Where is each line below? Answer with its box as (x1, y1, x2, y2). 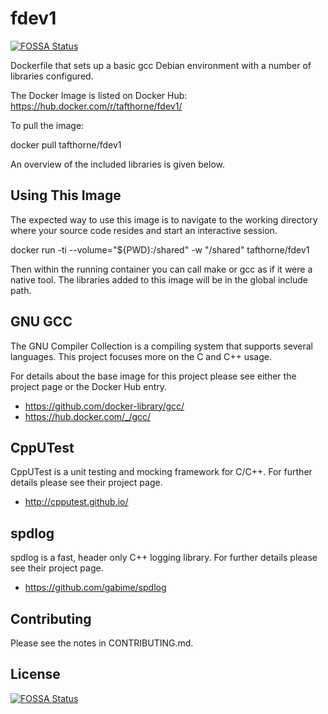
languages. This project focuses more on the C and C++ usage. (10, 350, 272, 362)
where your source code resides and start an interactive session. (10, 224, 278, 236)
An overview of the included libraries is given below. (10, 158, 225, 170)
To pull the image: (10, 119, 85, 131)
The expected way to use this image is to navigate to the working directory (10, 213, 318, 226)
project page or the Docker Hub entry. (10, 380, 168, 392)
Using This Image (10, 187, 122, 204)
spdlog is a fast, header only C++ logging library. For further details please (10, 552, 318, 564)
